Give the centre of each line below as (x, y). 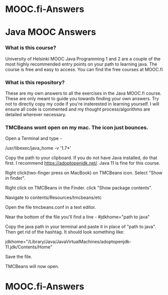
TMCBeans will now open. (32, 266)
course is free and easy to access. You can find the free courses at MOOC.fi (84, 69)
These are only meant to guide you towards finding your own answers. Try (82, 98)
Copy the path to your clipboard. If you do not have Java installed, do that (81, 158)
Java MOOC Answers (51, 32)
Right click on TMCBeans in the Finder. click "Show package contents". (79, 188)
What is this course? (31, 48)
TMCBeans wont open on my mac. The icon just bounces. (77, 127)
